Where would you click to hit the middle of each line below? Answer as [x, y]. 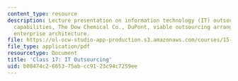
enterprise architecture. [52, 33]
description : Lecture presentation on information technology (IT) [109, 20]
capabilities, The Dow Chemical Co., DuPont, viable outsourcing [112, 27]
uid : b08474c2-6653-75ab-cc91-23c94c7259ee [73, 66]
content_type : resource [42, 14]
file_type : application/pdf [49, 46]
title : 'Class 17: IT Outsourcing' [60, 60]
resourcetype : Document [42, 54]
